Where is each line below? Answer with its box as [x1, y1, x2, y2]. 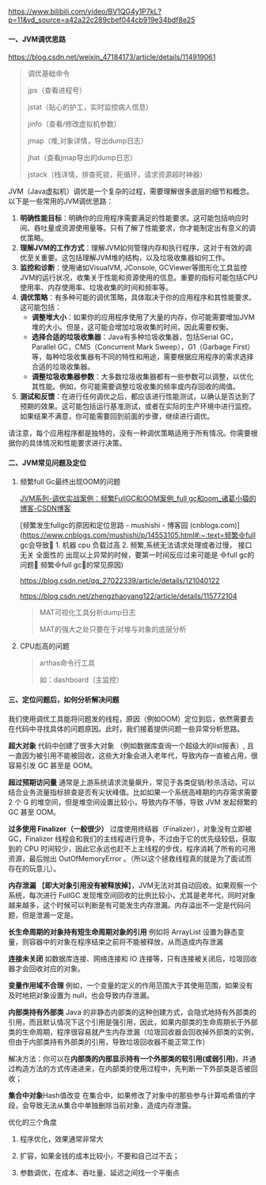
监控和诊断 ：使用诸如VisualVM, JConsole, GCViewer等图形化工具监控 [19, 263, 248, 273]
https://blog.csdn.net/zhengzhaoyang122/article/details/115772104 [19, 591, 237, 601]
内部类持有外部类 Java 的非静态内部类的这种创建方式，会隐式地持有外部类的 [8, 1007, 257, 1017]
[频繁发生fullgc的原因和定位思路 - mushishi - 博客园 [19, 521, 188, 530]
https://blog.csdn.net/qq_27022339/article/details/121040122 [19, 576, 220, 586]
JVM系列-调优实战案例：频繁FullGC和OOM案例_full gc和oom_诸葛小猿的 [19, 494, 256, 503]
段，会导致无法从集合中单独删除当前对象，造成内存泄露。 [8, 1100, 196, 1110]
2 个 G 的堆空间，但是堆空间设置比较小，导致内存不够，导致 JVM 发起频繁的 [8, 797, 257, 807]
